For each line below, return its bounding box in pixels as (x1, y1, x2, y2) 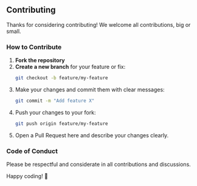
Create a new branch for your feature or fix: (15, 63, 126, 71)
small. (6, 27, 21, 35)
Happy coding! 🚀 (6, 173, 49, 180)
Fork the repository (15, 57, 65, 64)
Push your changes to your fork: (15, 109, 96, 116)
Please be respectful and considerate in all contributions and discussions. (6, 161, 192, 168)
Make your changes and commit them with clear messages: (15, 85, 165, 93)
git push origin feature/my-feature (15, 120, 108, 127)
